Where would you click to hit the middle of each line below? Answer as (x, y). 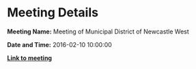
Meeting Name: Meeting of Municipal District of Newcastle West (98, 31)
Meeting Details (53, 13)
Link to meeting (30, 58)
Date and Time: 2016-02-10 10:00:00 (60, 44)
